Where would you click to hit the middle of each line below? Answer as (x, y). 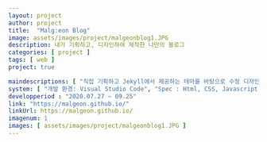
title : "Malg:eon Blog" (49, 30)
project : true (32, 67)
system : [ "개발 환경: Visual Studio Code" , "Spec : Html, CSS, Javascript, (135, 89)
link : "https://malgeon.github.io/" (69, 104)
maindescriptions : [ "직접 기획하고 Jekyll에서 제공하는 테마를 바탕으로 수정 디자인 (134, 81)
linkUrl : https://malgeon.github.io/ (71, 111)
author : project (35, 23)
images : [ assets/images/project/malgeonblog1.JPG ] (97, 126)
